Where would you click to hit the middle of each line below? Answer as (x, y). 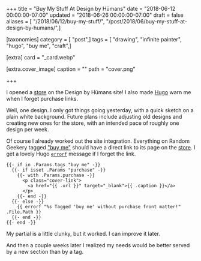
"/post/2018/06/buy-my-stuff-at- (147, 21)
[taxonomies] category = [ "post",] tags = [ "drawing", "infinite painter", (94, 39)
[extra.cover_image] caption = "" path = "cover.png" (71, 69)
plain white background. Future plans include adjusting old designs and (94, 117)
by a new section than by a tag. (45, 252)
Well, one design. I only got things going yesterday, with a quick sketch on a (100, 110)
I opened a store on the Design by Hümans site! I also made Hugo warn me (99, 92)
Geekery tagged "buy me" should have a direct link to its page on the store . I (101, 147)
